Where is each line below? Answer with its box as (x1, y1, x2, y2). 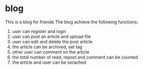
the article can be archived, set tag (12, 44, 82, 50)
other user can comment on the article (12, 49, 89, 55)
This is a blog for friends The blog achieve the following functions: (5, 19, 139, 25)
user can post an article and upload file (12, 34, 91, 39)
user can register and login (12, 28, 67, 34)
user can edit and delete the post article (12, 38, 93, 44)
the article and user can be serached (12, 59, 86, 65)
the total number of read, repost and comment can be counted (12, 54, 138, 60)
